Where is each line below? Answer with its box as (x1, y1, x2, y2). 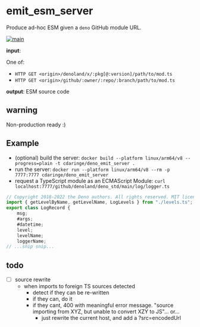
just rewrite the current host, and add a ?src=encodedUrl (41, 314, 182, 322)
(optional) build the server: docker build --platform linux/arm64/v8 (14, 154, 183, 161)
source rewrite (14, 276, 51, 284)
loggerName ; (17, 238, 46, 244)
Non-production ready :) (6, 121, 66, 128)
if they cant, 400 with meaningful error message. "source (32, 302, 174, 309)
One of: (6, 58, 25, 66)
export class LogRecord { (6, 205, 70, 211)
